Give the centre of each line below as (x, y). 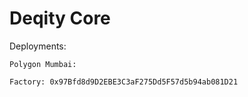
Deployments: (38, 46)
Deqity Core (60, 18)
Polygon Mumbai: (43, 64)
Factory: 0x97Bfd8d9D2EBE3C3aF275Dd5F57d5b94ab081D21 (124, 82)
